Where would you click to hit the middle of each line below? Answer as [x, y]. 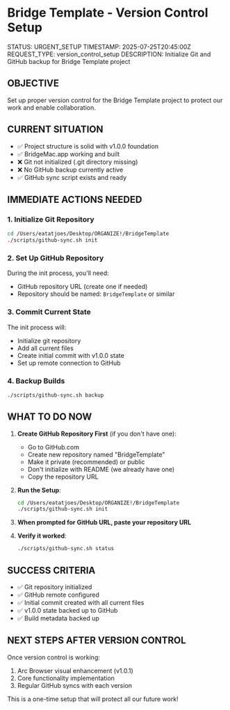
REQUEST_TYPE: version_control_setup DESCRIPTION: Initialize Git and [109, 54]
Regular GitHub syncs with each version [75, 685]
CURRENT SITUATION [55, 130]
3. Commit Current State [49, 312]
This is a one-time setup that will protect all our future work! [93, 699]
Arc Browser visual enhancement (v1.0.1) [75, 670]
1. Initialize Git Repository [51, 219]
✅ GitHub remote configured [58, 595]
